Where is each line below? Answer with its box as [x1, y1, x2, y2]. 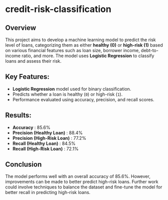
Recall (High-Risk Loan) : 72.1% [12, 145, 79, 151]
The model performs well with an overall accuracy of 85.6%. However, [5, 173, 150, 179]
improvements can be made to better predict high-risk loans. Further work [5, 179, 159, 185]
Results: [5, 111, 32, 120]
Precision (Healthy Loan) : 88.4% [12, 129, 83, 136]
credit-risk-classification [5, 4, 112, 15]
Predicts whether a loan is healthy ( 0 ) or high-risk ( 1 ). [12, 91, 123, 97]
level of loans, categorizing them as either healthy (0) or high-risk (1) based [5, 42, 163, 48]
